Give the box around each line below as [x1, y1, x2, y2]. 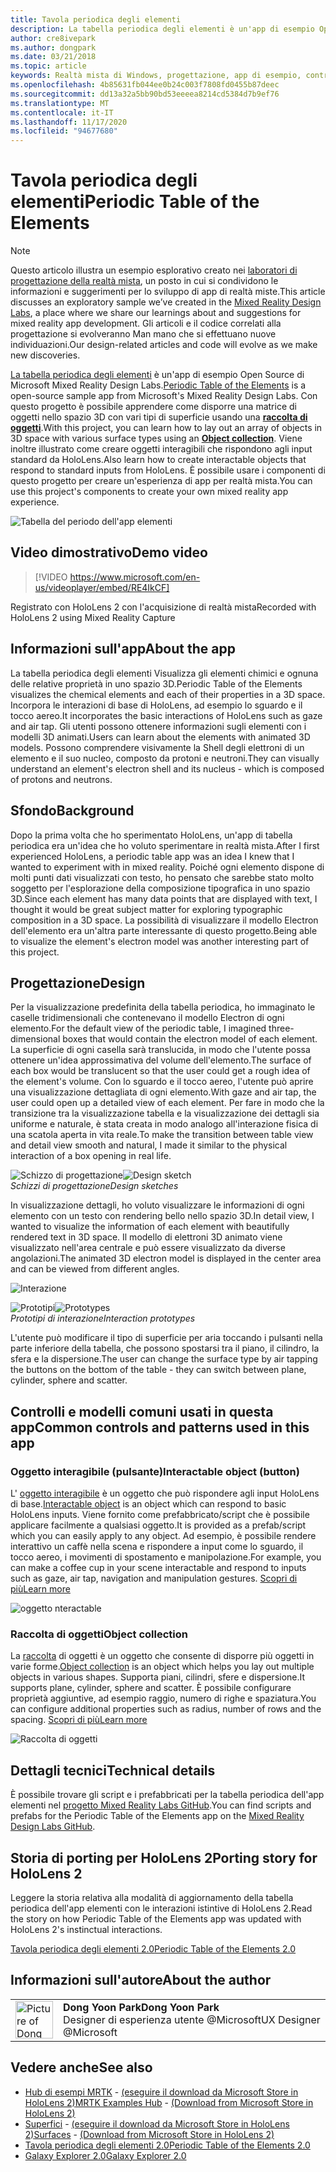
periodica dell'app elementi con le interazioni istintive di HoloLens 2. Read [10, 1902, 313, 1914]
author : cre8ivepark [10, 33, 97, 43]
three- [268, 1022, 295, 1035]
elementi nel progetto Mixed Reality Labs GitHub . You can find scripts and [10, 1799, 312, 1811]
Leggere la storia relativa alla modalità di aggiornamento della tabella [10, 1891, 294, 1903]
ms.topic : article [10, 61, 87, 71]
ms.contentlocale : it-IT [10, 107, 114, 118]
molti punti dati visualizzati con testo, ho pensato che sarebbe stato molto [10, 871, 315, 883]
